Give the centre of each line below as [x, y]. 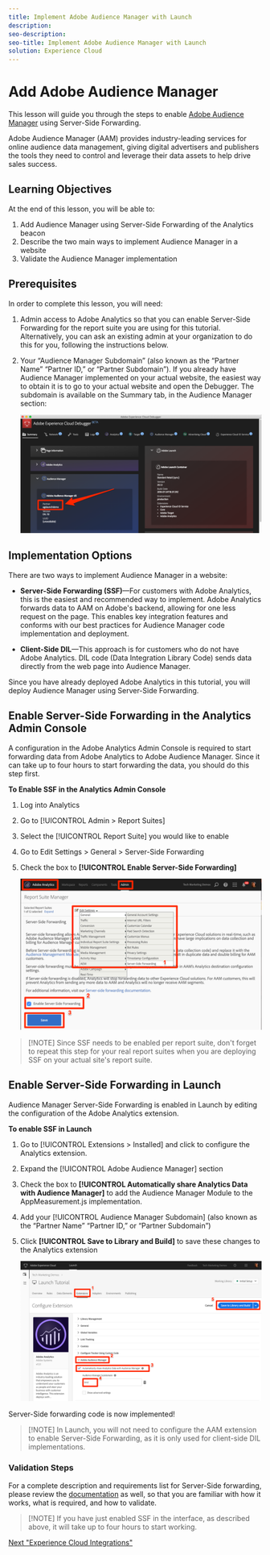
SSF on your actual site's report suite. [90, 1059]
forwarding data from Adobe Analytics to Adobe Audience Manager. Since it [134, 756]
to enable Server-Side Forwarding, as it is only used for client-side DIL [144, 1438]
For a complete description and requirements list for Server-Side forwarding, [135, 1485]
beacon [33, 233]
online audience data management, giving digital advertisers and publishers [134, 147]
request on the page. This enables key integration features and [124, 616]
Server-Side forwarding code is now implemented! [92, 1414]
